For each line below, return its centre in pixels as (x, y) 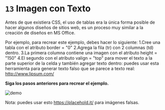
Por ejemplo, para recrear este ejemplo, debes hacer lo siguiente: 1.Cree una (83, 42)
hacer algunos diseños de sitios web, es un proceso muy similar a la (74, 27)
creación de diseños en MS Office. (40, 33)
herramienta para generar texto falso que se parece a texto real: (70, 68)
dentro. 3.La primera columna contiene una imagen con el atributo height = (81, 53)
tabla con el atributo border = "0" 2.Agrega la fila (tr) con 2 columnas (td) (79, 47)
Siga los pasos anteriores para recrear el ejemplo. (57, 83)
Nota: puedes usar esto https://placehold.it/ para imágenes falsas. (72, 102)
